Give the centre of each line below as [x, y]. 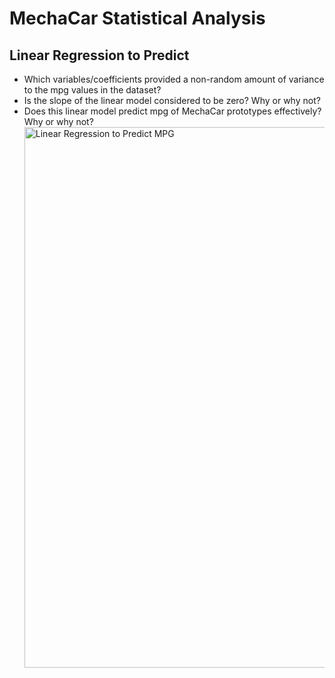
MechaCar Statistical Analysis [137, 18]
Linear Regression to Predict [99, 55]
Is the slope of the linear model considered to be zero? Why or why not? [172, 100]
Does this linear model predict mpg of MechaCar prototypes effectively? [172, 111]
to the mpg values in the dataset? [92, 90]
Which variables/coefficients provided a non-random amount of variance [174, 79]
